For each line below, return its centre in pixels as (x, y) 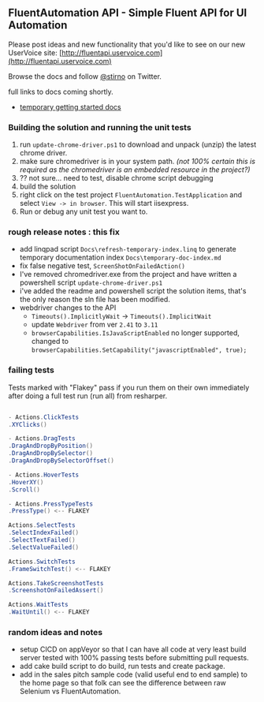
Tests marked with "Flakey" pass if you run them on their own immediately (129, 387)
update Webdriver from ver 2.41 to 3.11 (95, 325)
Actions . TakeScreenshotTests (56, 583)
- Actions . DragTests (42, 439)
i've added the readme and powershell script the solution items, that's (133, 291)
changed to (50, 342)
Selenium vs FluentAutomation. (70, 691)
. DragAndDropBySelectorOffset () (61, 461)
